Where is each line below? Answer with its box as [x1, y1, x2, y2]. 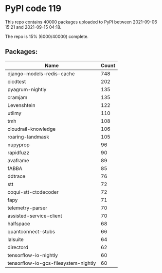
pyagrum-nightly [7, 86, 47, 93]
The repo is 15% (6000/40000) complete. [5, 34, 89, 39]
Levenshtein [7, 102, 36, 108]
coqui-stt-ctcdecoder [7, 188, 59, 195]
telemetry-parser [7, 205, 48, 211]
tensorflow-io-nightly [7, 252, 58, 258]
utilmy [7, 110, 22, 117]
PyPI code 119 [5, 3, 62, 14]
